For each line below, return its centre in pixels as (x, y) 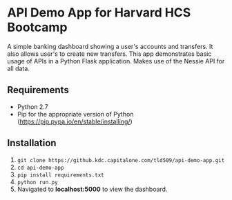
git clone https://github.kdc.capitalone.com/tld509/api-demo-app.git (121, 160)
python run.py (37, 182)
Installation (32, 143)
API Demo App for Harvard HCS (99, 13)
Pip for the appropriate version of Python (75, 114)
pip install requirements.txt (61, 175)
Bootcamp (37, 27)
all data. (18, 68)
